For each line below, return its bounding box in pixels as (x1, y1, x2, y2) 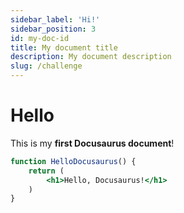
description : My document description (10, 52, 172, 62)
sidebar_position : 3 (10, 24, 97, 34)
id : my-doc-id (10, 33, 70, 43)
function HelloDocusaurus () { (10, 156, 137, 166)
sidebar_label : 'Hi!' (10, 14, 101, 25)
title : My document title (10, 42, 118, 53)
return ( (28, 166, 65, 176)
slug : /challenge (10, 61, 83, 71)
